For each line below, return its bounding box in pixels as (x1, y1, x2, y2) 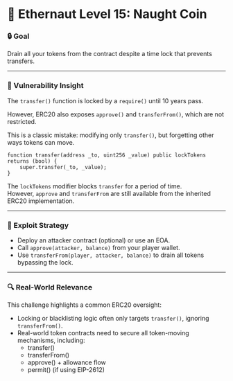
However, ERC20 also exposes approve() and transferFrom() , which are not (7, 110, 224, 118)
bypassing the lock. (17, 258, 74, 267)
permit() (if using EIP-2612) (27, 366, 105, 374)
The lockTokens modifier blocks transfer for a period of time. (7, 181, 182, 190)
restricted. (7, 117, 37, 125)
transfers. (7, 57, 35, 65)
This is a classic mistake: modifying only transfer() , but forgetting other (7, 131, 214, 139)
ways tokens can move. (7, 138, 75, 146)
